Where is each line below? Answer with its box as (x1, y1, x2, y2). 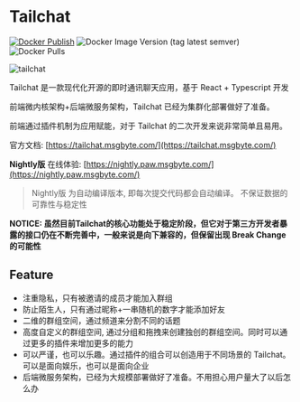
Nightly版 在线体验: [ (9, 158, 87, 169)
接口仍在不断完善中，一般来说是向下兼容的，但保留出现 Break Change (24, 229, 286, 240)
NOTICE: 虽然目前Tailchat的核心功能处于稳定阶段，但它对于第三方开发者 (9, 218, 280, 229)
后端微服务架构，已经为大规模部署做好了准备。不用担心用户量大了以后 (22, 371, 284, 382)
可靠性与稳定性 (31, 199, 87, 210)
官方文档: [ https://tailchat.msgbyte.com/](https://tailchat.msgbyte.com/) (9, 139, 277, 150)
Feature (9, 267, 54, 283)
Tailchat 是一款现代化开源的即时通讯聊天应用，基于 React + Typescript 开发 (9, 81, 289, 92)
